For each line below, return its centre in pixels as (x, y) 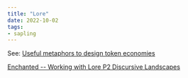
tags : (15, 27)
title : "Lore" (28, 14)
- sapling (22, 33)
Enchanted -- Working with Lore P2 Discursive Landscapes (94, 67)
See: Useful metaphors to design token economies (81, 53)
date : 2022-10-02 (33, 20)
